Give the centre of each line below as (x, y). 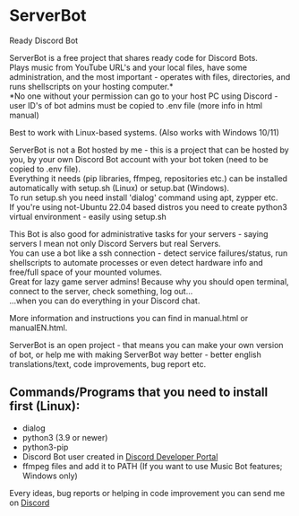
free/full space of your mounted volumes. (86, 272)
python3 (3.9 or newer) (65, 437)
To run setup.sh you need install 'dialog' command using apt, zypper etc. (144, 197)
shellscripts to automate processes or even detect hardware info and (136, 262)
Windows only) (50, 476)
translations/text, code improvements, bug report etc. (108, 363)
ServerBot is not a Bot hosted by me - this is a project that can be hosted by (149, 150)
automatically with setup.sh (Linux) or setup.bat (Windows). (120, 188)
